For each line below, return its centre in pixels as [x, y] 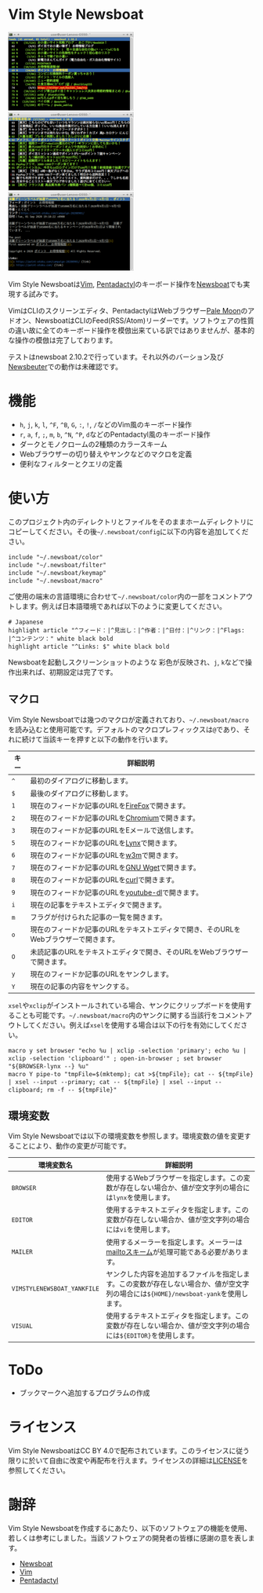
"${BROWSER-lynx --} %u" [49, 1066]
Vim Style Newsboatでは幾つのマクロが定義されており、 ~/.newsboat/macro [128, 720]
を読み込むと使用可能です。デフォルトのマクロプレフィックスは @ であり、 [126, 729]
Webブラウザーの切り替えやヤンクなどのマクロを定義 [106, 454]
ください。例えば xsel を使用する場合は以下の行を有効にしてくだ [138, 1025]
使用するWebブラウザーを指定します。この [175, 1178]
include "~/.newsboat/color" [56, 557]
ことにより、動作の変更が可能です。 [72, 1146]
